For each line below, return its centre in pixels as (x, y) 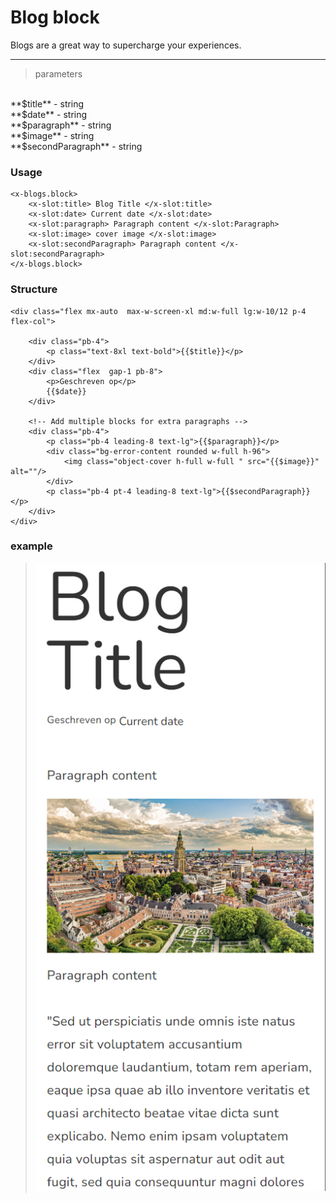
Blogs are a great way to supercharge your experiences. (126, 45)
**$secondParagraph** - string (76, 146)
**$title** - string (47, 103)
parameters (58, 73)
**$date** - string (49, 114)
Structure (34, 289)
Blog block (55, 17)
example (31, 546)
